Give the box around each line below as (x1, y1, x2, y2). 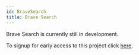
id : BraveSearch (6, 8, 46, 15)
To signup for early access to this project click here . (6, 42, 134, 49)
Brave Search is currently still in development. (6, 30, 119, 37)
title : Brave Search (6, 14, 58, 20)
